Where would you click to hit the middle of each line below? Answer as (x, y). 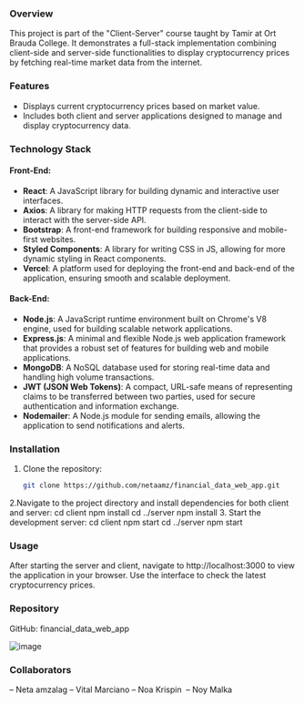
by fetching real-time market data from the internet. (106, 63)
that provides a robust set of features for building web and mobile (146, 348)
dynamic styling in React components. (94, 259)
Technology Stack (51, 148)
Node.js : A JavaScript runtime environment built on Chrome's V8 (144, 319)
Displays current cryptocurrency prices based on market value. (142, 106)
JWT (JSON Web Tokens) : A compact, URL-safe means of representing (157, 386)
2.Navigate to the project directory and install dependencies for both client (149, 503)
